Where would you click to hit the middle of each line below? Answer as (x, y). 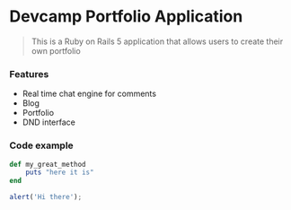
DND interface (49, 122)
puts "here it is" (60, 172)
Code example (41, 145)
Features (29, 74)
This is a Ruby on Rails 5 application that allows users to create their (157, 41)
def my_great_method (48, 164)
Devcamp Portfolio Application (126, 17)
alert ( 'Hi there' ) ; (46, 197)
